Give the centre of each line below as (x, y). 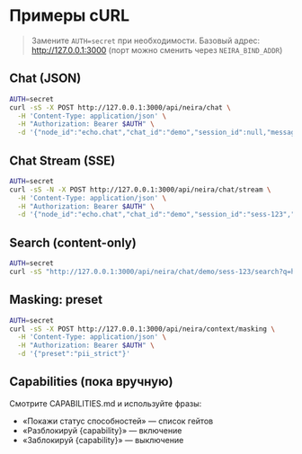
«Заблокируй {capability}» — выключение (103, 440)
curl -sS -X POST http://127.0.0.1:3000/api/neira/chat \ (120, 107)
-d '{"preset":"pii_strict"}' (74, 354)
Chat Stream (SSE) (62, 160)
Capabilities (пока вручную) (91, 382)
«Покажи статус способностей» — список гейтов (118, 421)
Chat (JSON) (45, 79)
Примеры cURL (70, 16)
